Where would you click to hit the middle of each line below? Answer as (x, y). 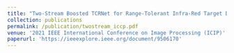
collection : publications (45, 20)
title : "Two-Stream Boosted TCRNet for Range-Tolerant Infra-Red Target (115, 13)
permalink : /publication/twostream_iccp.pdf (73, 26)
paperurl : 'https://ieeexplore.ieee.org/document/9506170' (95, 39)
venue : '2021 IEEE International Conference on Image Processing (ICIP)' (117, 33)
